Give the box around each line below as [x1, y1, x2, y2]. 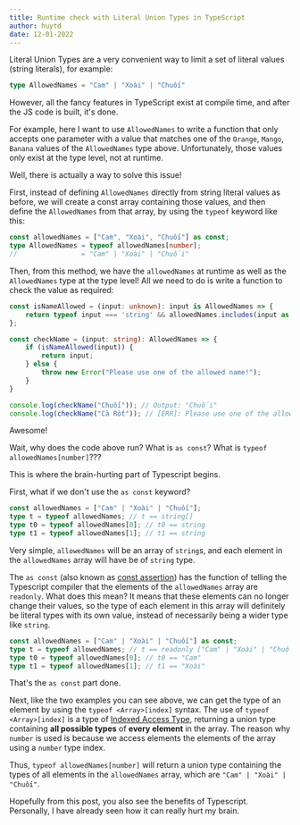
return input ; [41, 351, 94, 360]
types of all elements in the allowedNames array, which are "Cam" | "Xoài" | [9, 770, 287, 780]
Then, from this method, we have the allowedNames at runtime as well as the [9, 265, 287, 276]
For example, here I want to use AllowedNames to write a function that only [9, 124, 279, 135]
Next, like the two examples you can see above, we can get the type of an [9, 695, 281, 706]
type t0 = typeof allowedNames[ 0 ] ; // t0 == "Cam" [9, 653, 202, 662]
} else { [25, 359, 58, 369]
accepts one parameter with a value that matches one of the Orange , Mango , [9, 133, 284, 144]
